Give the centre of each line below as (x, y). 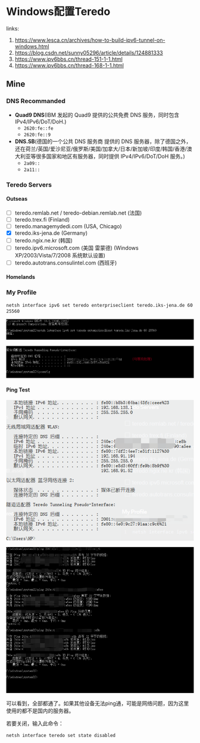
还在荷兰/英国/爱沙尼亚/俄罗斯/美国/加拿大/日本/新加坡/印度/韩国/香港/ (101, 148)
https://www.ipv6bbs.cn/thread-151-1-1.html (69, 59)
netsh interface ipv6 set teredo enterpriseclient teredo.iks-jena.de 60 (100, 306)
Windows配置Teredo (58, 12)
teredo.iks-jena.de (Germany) (51, 233)
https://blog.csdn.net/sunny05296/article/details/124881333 (89, 52)
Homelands (21, 276)
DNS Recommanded (36, 101)
